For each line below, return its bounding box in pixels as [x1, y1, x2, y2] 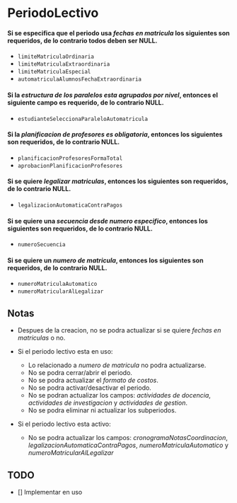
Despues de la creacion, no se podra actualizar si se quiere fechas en [17, 326, 221, 335]
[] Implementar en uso [17, 488, 83, 497]
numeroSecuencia [17, 241, 66, 248]
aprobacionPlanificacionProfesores [17, 162, 123, 169]
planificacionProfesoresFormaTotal [17, 154, 123, 162]
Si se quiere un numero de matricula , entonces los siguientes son [7, 256, 204, 265]
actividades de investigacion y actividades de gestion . [28, 398, 187, 407]
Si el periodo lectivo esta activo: [17, 420, 111, 429]
